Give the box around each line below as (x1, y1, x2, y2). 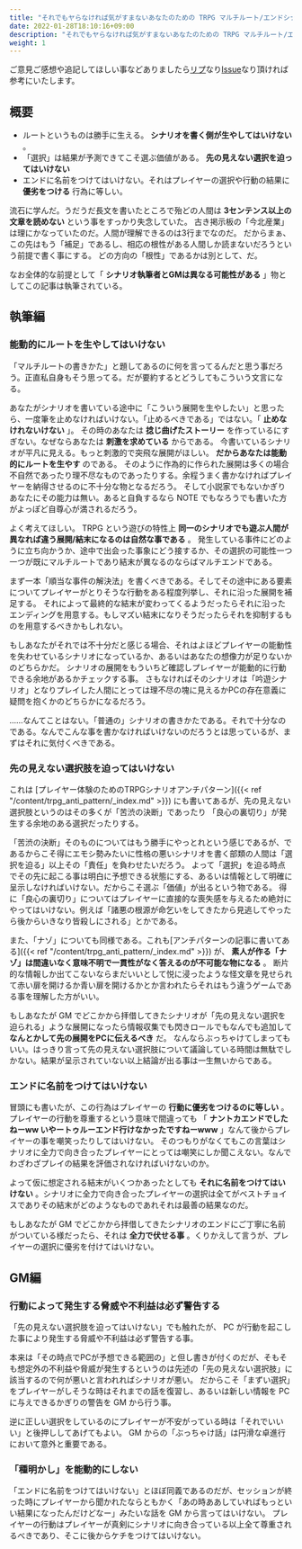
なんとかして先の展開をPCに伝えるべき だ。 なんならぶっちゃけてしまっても (9, 1033, 291, 1043)
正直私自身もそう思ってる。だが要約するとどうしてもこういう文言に (24, 372, 276, 382)
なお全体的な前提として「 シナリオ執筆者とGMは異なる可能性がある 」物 (9, 269, 280, 280)
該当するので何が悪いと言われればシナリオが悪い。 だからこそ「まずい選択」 (9, 1374, 291, 1385)
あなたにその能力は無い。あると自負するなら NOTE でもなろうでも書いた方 (9, 492, 288, 503)
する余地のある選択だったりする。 (16, 818, 144, 828)
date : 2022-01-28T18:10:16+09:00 (9, 22, 135, 31)
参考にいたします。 (9, 76, 80, 86)
